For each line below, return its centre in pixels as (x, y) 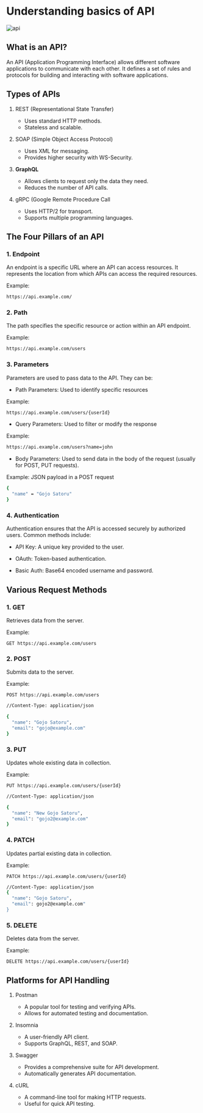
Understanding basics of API (80, 11)
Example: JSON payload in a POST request (60, 477)
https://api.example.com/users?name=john (60, 447)
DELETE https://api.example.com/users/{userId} (68, 962)
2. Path (17, 312)
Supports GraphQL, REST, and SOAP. (71, 1043)
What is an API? (37, 47)
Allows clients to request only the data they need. (86, 181)
